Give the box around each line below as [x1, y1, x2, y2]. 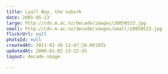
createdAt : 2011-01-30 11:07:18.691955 [6, 43, 106, 49]
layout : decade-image [6, 54, 61, 60]
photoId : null [6, 37, 42, 43]
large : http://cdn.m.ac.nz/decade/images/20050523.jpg [6, 20, 146, 26]
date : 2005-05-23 [6, 14, 50, 20]
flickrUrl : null [6, 31, 47, 37]
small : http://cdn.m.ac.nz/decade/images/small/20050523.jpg [6, 25, 163, 32]
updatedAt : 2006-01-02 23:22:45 [6, 48, 87, 54]
